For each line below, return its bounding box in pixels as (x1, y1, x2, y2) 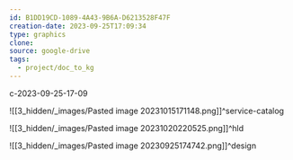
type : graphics (9, 30, 67, 39)
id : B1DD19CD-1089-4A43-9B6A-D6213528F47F (9, 13, 171, 22)
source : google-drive (9, 47, 91, 56)
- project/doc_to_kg (17, 64, 94, 73)
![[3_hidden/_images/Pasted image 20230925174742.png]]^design (9, 140, 257, 151)
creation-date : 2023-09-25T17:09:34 (9, 22, 146, 31)
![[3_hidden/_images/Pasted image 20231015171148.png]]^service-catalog (9, 105, 285, 116)
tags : (9, 55, 30, 64)
